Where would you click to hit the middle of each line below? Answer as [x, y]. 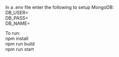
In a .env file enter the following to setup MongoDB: [60, 7]
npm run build [20, 44]
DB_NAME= [18, 23]
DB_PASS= [17, 18]
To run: [13, 33]
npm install [17, 38]
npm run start [20, 49]
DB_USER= [17, 13]
